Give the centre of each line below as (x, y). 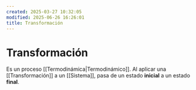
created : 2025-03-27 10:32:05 (44, 12)
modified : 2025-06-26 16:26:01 (45, 17)
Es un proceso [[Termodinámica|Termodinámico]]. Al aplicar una (86, 69)
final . (13, 82)
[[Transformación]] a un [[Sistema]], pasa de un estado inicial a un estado (98, 76)
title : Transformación (35, 23)
